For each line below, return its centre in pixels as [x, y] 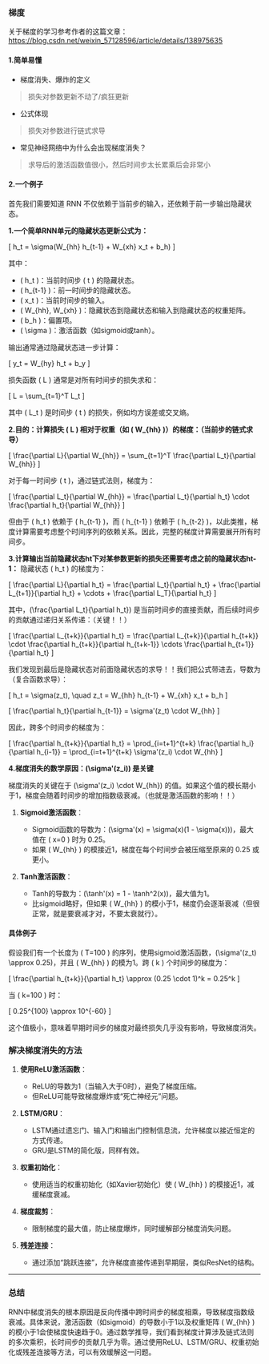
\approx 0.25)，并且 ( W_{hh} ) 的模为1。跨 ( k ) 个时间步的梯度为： [119, 962]
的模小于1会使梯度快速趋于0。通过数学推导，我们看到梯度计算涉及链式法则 [131, 1332]
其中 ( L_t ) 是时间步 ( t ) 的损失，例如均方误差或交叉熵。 [101, 412]
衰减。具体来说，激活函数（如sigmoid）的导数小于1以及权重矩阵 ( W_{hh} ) [132, 1322]
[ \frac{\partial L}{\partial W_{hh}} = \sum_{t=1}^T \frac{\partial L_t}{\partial [132, 455]
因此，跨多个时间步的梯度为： [57, 727]
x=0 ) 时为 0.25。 [81, 839]
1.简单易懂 [25, 60]
